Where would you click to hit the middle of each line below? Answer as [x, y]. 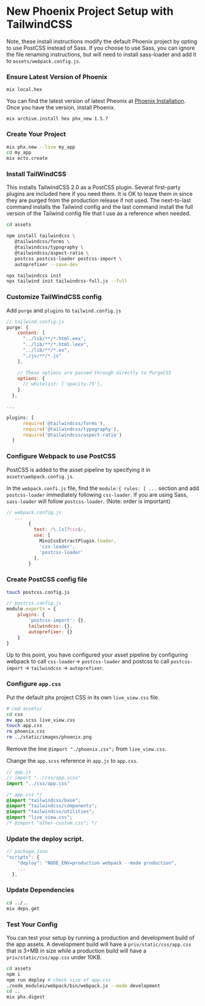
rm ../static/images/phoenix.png [49, 737]
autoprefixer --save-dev [46, 264]
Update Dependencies [41, 890]
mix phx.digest [26, 997]
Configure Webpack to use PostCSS [61, 456]
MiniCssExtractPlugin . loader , [78, 541]
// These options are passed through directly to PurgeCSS [95, 373]
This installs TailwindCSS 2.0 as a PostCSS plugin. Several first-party [94, 187]
